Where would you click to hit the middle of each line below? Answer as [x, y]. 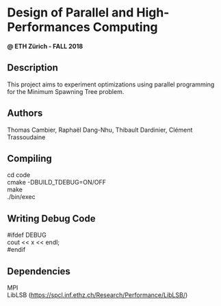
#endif [16, 250]
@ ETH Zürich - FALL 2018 [45, 46]
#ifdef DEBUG [27, 235]
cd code [19, 175]
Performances [49, 27]
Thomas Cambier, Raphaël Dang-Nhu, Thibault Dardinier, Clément [100, 130]
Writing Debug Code [51, 219]
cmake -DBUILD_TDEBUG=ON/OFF [56, 183]
